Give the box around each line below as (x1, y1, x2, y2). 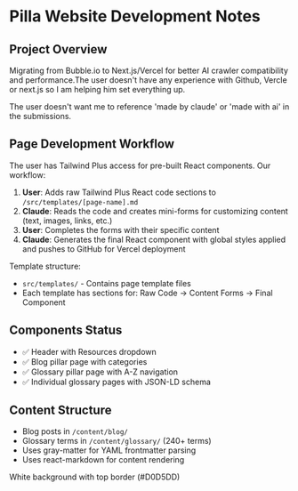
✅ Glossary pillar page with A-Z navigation (21, 366, 179, 377)
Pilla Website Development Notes (9, 6, 261, 27)
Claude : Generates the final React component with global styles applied (21, 234, 286, 245)
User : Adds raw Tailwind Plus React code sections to (21, 187, 216, 197)
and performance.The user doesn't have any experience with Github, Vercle (9, 75, 287, 85)
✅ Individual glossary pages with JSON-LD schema (21, 376, 212, 387)
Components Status (9, 323, 123, 338)
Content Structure (9, 403, 112, 418)
